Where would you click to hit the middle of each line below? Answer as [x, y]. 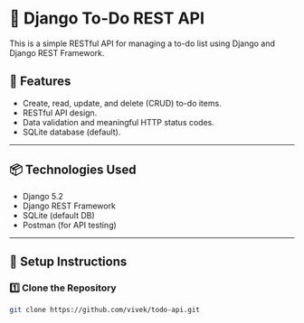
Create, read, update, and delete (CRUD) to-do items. [122, 103]
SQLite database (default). [71, 132]
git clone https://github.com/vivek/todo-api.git [105, 310]
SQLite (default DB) [58, 215]
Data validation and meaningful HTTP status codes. [119, 122]
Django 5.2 [43, 196]
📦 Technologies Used [73, 170]
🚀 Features [40, 82]
